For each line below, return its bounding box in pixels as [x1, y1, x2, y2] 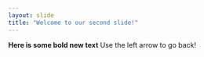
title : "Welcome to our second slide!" [8, 19, 139, 27]
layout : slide [8, 11, 55, 20]
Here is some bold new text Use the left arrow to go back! [8, 40, 197, 49]
